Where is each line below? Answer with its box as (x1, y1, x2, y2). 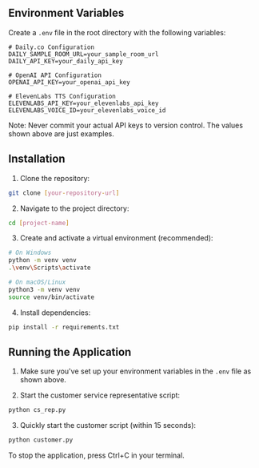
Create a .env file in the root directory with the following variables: (8, 27, 226, 37)
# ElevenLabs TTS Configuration (8, 92, 116, 100)
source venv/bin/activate (8, 292, 94, 301)
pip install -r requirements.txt (8, 323, 120, 331)
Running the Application (8, 345, 132, 359)
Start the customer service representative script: (19, 390, 181, 400)
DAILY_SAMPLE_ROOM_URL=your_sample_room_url (8, 50, 159, 58)
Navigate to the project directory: (19, 204, 129, 213)
